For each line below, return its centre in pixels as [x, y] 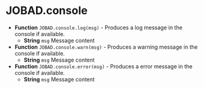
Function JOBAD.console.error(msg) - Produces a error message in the [104, 66]
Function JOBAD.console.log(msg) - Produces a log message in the [98, 27]
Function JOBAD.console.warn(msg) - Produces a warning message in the [106, 47]
